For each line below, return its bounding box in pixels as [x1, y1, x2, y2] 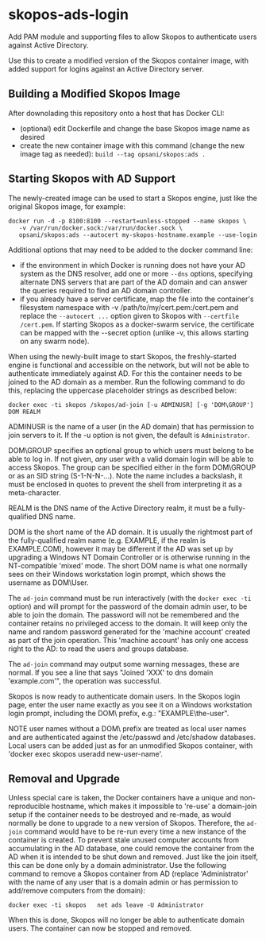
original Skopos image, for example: [8, 201, 126, 211]
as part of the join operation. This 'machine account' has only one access [8, 635, 249, 645]
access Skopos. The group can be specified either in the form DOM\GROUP [8, 463, 256, 472]
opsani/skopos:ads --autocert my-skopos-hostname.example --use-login [18, 230, 258, 239]
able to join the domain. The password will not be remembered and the [8, 610, 240, 619]
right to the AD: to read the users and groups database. [8, 644, 189, 653]
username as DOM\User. [8, 578, 89, 587]
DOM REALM [8, 408, 41, 416]
